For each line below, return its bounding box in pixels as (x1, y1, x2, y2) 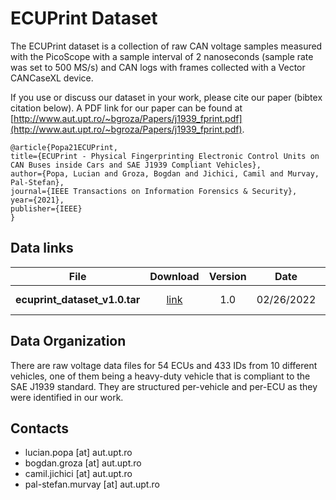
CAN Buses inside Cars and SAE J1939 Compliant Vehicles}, (10, 160, 262, 170)
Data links (10, 240, 74, 257)
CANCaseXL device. (10, 72, 94, 84)
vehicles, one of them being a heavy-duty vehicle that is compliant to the (10, 370, 311, 382)
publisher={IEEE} (10, 203, 83, 214)
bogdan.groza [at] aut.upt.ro (24, 457, 142, 469)
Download (149, 269, 200, 283)
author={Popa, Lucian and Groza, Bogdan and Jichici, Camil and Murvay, (10, 168, 320, 179)
